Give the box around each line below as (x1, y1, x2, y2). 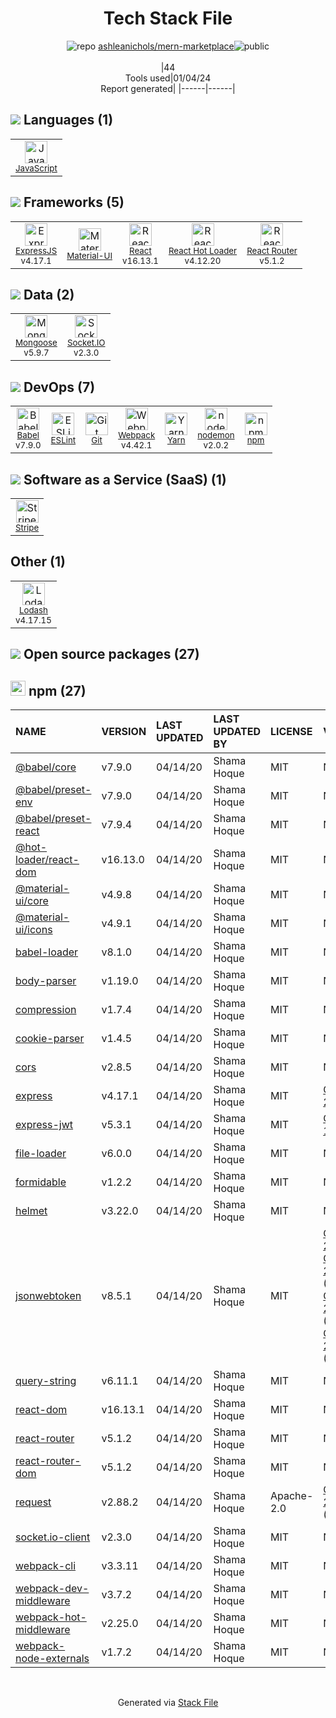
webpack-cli (15, 1559, 77, 1573)
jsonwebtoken (15, 1289, 82, 1303)
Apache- (269, 1489, 314, 1503)
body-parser (15, 974, 77, 988)
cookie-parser (15, 1032, 85, 1046)
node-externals (15, 1652, 90, 1666)
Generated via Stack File (117, 1697, 219, 1709)
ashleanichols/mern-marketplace (98, 40, 235, 52)
